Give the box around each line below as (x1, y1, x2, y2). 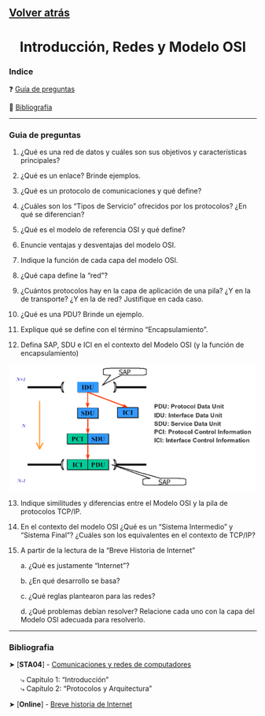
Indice (9, 66, 34, 77)
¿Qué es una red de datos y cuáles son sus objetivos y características (20, 147, 247, 157)
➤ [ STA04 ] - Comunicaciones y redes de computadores (9, 660, 192, 670)
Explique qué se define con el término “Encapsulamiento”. (20, 325, 208, 334)
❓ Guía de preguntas (9, 84, 75, 94)
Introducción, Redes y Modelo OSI (19, 38, 247, 56)
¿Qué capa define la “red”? (20, 271, 109, 280)
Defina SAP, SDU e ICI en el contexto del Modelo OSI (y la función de (20, 340, 245, 349)
